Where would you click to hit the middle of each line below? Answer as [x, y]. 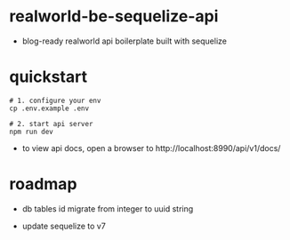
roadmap [43, 184]
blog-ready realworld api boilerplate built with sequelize [124, 41]
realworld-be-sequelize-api [114, 16]
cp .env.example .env [49, 108]
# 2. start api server [51, 124]
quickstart [48, 77]
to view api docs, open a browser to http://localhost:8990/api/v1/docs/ [151, 148]
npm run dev [31, 132]
